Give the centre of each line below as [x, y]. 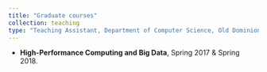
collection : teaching [44, 23]
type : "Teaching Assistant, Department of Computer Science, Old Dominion [135, 30]
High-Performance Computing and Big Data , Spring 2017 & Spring [130, 53]
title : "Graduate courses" [53, 15]
